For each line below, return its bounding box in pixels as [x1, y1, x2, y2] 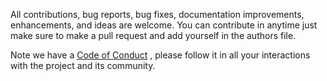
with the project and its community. [10, 60, 156, 71]
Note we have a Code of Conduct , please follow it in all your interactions [10, 49, 311, 61]
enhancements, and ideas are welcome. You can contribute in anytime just [10, 19, 318, 31]
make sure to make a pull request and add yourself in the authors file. [10, 30, 297, 41]
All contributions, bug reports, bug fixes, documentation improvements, [10, 9, 305, 20]
